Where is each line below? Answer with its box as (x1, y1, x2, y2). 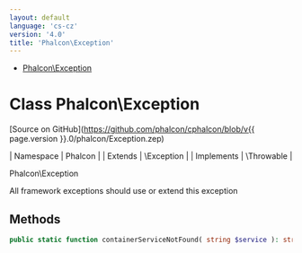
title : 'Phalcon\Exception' (9, 38, 115, 48)
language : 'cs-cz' (9, 22, 78, 31)
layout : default (9, 13, 70, 22)
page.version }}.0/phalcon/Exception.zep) (9, 134, 164, 144)
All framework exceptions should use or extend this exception (9, 186, 238, 196)
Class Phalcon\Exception (9, 94, 200, 115)
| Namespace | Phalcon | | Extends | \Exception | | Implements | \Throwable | (9, 151, 293, 161)
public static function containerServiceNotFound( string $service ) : (9, 235, 280, 244)
